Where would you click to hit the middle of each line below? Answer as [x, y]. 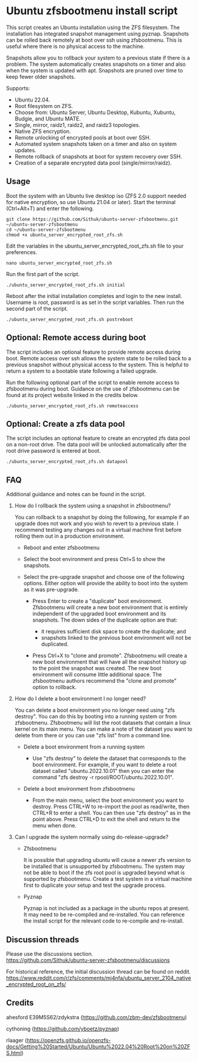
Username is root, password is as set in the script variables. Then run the [95, 302]
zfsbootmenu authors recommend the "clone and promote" [104, 681]
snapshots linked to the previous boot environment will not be [116, 638]
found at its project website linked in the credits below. [72, 395]
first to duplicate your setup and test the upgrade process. [95, 885]
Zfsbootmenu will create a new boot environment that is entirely [110, 607]
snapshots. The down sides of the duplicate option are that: [105, 620]
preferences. [22, 252]
